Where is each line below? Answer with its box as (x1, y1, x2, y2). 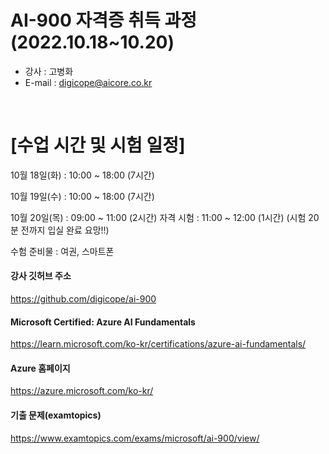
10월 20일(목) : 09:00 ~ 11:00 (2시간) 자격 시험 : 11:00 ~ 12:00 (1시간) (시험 (10, 211, 307, 223)
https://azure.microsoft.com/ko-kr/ (10, 385, 154, 397)
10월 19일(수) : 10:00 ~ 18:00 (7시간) (10, 190, 155, 202)
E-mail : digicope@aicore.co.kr (24, 76, 153, 88)
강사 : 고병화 (24, 65, 74, 77)
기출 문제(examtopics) (10, 409, 102, 421)
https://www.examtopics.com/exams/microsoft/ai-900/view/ (10, 432, 260, 444)
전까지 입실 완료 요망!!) (20, 224, 110, 236)
